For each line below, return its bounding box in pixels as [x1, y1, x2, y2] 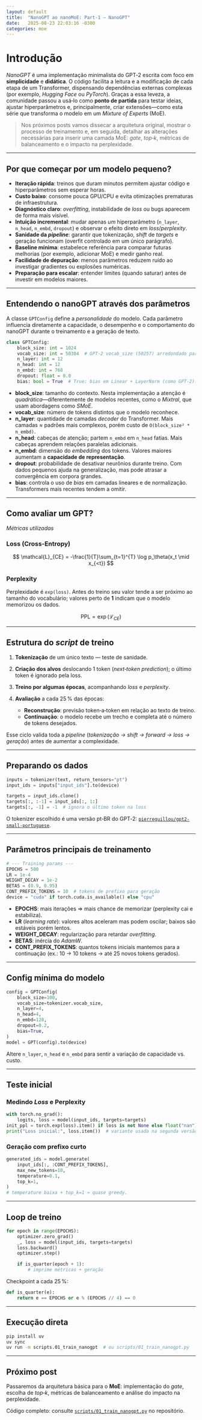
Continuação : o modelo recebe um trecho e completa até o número [23, 713, 192, 720]
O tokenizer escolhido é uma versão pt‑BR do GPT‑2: [6, 815, 137, 823]
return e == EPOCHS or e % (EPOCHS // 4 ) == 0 [17, 1295, 136, 1301]
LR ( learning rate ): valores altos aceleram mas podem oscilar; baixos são [14, 918, 196, 925]
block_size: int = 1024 [17, 344, 77, 351]
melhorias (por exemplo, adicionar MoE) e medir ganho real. [14, 251, 164, 257]
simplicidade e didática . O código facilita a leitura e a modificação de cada [6, 78, 194, 85]
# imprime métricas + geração [28, 1267, 103, 1273]
